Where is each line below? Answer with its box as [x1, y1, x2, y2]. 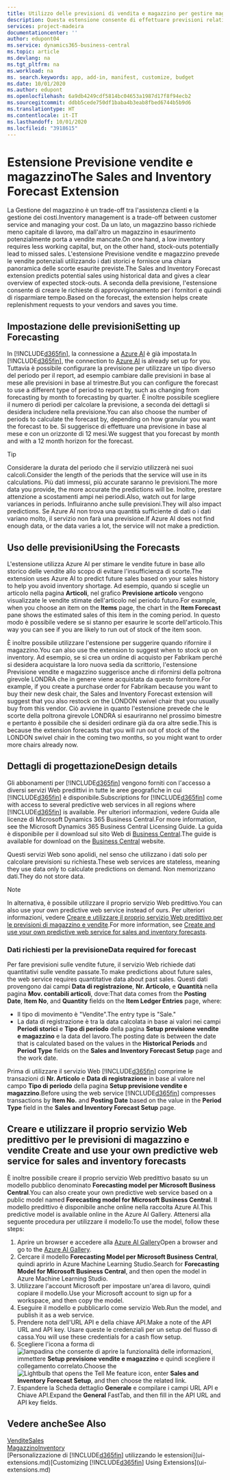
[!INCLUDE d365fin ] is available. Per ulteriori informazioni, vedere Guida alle [7, 808, 220, 816]
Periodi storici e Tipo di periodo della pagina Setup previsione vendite [16, 1025, 219, 1033]
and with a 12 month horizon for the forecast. [7, 437, 134, 446]
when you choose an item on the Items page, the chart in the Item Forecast [7, 603, 221, 611]
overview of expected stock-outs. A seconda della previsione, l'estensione [7, 279, 218, 287]
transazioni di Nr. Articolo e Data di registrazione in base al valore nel [7, 1074, 205, 1083]
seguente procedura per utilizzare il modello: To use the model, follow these [7, 1217, 220, 1226]
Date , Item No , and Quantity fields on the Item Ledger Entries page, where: [7, 997, 222, 1005]
